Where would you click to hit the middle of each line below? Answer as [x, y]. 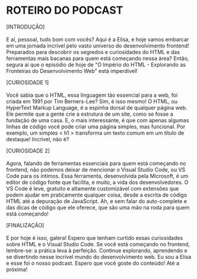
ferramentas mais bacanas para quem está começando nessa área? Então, [98, 58]
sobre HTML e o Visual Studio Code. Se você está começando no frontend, [98, 244]
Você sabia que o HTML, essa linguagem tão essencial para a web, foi [92, 95]
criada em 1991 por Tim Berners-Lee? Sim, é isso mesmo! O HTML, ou [92, 101]
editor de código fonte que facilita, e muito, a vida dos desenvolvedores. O [97, 182]
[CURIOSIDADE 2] [28, 150]
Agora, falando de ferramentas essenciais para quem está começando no [96, 163]
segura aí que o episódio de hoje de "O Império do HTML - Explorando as [96, 64]
